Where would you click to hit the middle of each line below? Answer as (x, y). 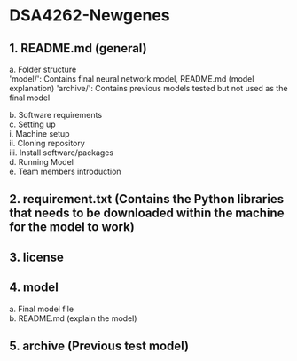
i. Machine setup (39, 133)
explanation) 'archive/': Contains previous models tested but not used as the (148, 88)
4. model (34, 288)
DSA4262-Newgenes (90, 16)
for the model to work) (72, 227)
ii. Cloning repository (47, 143)
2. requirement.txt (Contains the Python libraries (147, 199)
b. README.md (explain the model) (73, 318)
